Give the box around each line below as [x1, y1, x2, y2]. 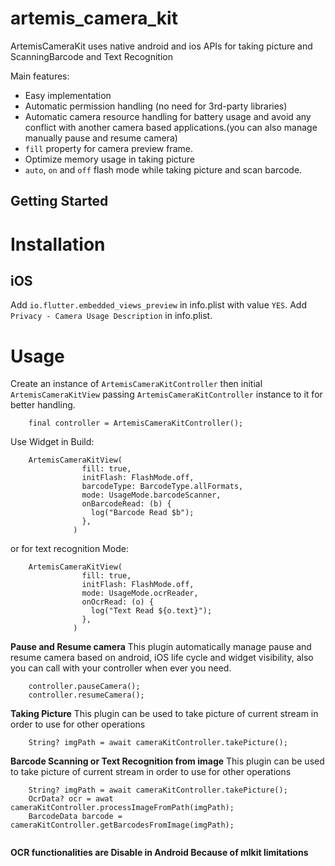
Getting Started [10, 193, 109, 210]
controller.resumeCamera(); [28, 690, 145, 701]
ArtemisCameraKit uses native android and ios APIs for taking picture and [10, 40, 313, 52]
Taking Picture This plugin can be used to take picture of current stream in [10, 708, 319, 720]
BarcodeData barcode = [28, 812, 123, 822]
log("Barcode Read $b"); [90, 508, 195, 518]
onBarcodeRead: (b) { [81, 499, 172, 509]
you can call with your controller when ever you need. [10, 662, 232, 674]
